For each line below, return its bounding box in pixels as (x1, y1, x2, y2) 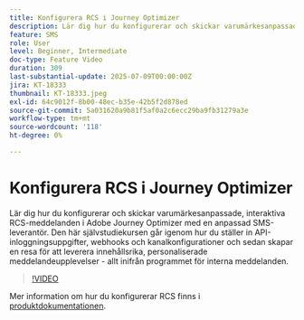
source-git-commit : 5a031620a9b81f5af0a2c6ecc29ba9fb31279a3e (9, 106, 249, 115)
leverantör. (9, 227, 50, 238)
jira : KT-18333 (9, 80, 67, 89)
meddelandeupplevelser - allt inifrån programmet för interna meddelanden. (9, 255, 290, 267)
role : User (9, 38, 51, 48)
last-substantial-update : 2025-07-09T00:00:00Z (9, 72, 193, 81)
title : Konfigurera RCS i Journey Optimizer (9, 13, 180, 23)
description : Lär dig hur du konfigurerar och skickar (9, 22, 221, 31)
